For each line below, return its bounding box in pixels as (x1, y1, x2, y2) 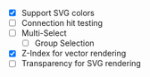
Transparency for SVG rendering (21, 58, 142, 69)
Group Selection (34, 38, 95, 48)
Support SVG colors (21, 8, 95, 18)
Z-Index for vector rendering (21, 48, 127, 59)
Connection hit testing (21, 18, 104, 29)
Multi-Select (21, 28, 67, 38)
